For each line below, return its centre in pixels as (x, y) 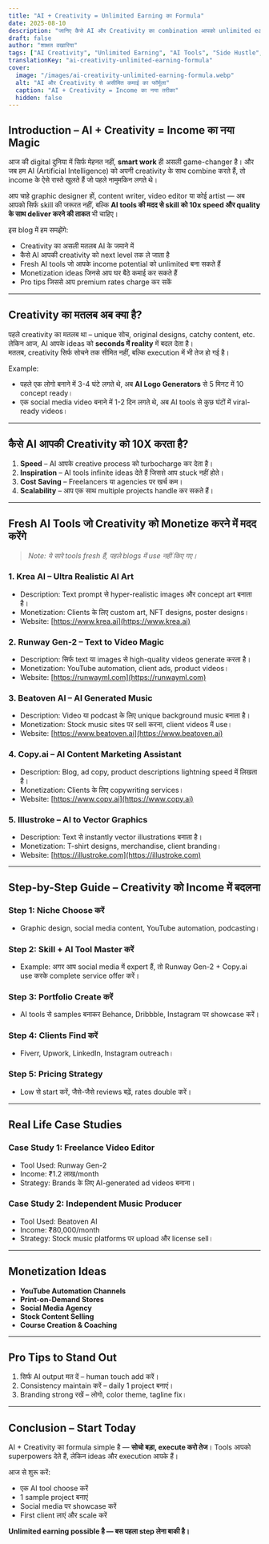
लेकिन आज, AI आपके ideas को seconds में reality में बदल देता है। (101, 343)
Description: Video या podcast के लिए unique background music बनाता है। (135, 716)
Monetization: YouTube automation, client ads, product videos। (124, 669)
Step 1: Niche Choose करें (56, 911)
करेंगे (17, 536)
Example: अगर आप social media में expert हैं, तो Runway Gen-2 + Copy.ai (134, 967)
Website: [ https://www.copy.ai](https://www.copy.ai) (106, 798)
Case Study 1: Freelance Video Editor (82, 1148)
